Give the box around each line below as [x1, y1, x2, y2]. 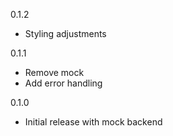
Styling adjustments [24, 28, 107, 39]
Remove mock [24, 67, 85, 78]
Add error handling [24, 77, 103, 89]
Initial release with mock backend [24, 116, 163, 128]
